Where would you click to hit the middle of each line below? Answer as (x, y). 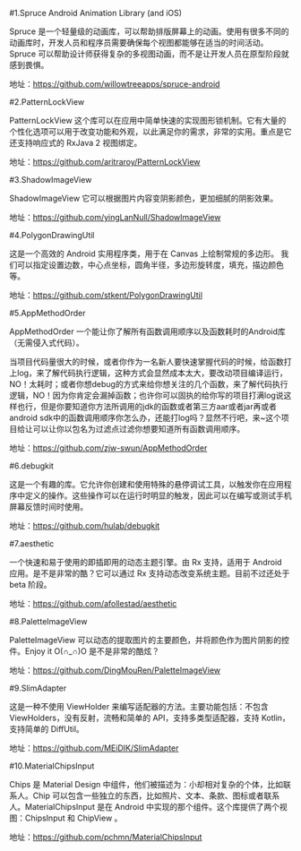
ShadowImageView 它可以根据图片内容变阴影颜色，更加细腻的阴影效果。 (144, 198)
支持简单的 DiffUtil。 (47, 729)
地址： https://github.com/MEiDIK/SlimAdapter (94, 748)
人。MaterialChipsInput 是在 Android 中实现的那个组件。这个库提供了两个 (145, 807)
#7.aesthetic (32, 544)
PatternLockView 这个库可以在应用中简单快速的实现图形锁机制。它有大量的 (148, 120)
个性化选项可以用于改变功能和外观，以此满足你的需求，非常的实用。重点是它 (150, 132)
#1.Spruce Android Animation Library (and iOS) (95, 13)
